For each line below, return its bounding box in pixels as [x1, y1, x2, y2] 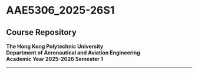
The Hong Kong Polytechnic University [6, 43, 104, 50]
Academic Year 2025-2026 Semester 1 [6, 56, 103, 62]
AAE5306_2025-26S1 [6, 4, 115, 17]
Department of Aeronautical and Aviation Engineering [6, 49, 140, 56]
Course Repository [6, 27, 77, 37]
